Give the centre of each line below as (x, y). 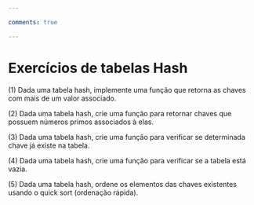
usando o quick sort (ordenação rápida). (73, 192)
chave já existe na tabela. (49, 145)
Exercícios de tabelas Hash (98, 68)
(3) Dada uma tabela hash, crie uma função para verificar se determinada (127, 137)
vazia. (18, 169)
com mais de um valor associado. (62, 98)
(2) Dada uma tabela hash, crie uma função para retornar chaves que (120, 113)
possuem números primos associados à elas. (81, 122)
